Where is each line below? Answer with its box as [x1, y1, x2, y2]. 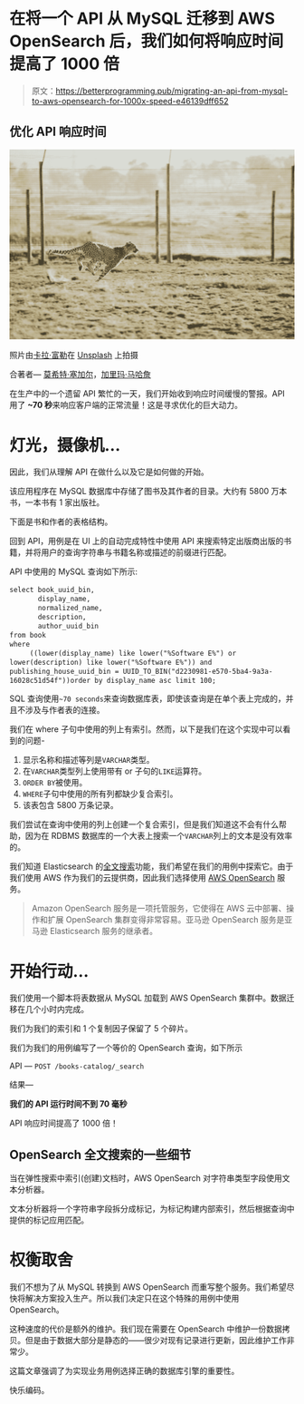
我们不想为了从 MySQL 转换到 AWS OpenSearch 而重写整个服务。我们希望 [9, 1282, 287, 1292]
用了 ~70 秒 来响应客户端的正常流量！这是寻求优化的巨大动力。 [9, 400, 242, 411]
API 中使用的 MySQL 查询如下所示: [9, 566, 138, 577]
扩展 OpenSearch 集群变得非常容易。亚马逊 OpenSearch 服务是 [47, 914, 285, 925]
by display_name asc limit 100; [94, 677, 217, 686]
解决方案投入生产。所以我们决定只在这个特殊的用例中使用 [24, 1293, 240, 1304]
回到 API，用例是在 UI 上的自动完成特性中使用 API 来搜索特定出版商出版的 [9, 536, 284, 547]
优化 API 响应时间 [9, 124, 107, 140]
